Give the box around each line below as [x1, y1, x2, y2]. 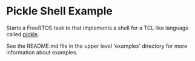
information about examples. [6, 48, 78, 56]
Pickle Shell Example [6, 4, 113, 18]
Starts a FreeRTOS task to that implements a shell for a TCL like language [6, 24, 189, 31]
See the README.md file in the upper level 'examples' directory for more [6, 42, 188, 50]
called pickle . [6, 30, 39, 37]
